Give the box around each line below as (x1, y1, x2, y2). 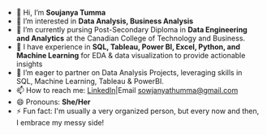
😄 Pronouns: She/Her (15, 97, 91, 107)
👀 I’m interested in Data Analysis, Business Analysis (15, 16, 194, 26)
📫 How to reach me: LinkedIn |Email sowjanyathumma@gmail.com (15, 86, 239, 95)
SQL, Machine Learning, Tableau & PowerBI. (15, 77, 164, 86)
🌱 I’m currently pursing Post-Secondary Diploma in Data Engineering (15, 25, 248, 34)
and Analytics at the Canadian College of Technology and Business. (15, 33, 246, 43)
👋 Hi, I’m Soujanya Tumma (15, 8, 106, 17)
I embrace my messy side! (15, 118, 105, 127)
